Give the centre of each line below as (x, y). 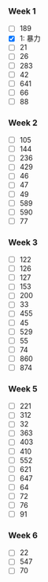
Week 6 (23, 535)
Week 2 (23, 123)
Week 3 (23, 242)
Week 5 (23, 388)
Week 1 (22, 11)
